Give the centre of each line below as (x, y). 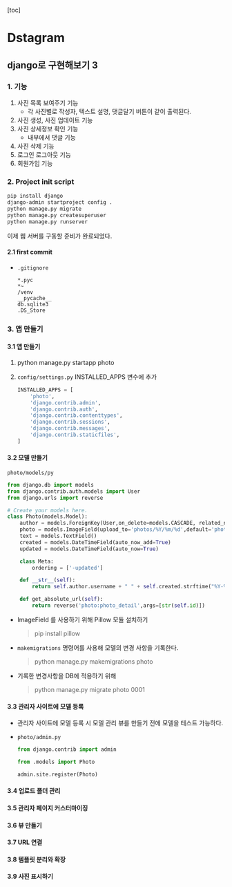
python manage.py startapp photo (66, 362)
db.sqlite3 (33, 304)
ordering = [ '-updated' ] (68, 568)
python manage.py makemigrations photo (94, 661)
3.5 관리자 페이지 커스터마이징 (48, 807)
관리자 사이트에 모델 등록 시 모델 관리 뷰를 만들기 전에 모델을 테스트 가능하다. (120, 723)
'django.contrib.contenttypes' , (76, 416)
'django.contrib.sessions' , (70, 422)
